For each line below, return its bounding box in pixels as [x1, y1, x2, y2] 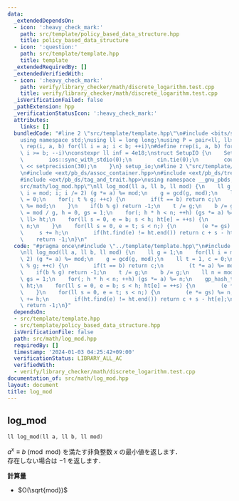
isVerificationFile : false [14, 329, 94, 336]
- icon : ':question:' [14, 43, 78, 51]
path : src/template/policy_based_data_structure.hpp [20, 30, 180, 38]
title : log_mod [7, 388, 53, 396]
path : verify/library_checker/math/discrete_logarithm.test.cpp [20, 83, 215, 91]
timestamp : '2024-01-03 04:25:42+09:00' [14, 348, 135, 356]
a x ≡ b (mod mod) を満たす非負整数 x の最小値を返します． [7, 446, 181, 456]
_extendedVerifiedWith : [14, 70, 84, 77]
